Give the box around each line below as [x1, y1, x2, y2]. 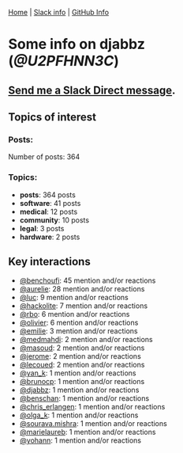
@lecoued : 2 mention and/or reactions [19, 360, 145, 370]
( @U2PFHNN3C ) [8, 52, 120, 70]
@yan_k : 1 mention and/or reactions [19, 368, 136, 378]
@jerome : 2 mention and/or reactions [19, 352, 142, 361]
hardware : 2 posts [19, 232, 80, 242]
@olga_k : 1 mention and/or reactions [19, 410, 139, 420]
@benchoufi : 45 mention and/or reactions [19, 276, 156, 285]
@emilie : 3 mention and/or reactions [19, 326, 138, 336]
